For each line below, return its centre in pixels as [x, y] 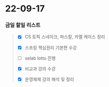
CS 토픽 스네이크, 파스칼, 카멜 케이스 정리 [65, 37]
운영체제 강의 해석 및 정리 [50, 79]
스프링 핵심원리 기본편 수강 [51, 47]
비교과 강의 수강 [40, 69]
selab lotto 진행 [40, 58]
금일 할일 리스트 [23, 25]
